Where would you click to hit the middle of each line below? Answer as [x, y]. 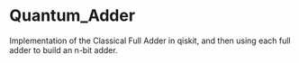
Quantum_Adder [72, 16]
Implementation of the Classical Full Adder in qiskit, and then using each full [150, 40]
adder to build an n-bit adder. [64, 49]
